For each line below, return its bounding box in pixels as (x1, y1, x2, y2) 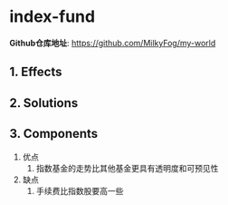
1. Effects (9, 64, 62, 80)
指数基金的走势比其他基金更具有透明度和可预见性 (35, 162, 219, 173)
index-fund (9, 6, 96, 27)
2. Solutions (9, 95, 79, 111)
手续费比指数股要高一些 (35, 185, 124, 196)
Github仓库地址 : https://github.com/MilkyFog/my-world (9, 37, 216, 48)
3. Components (9, 126, 99, 142)
